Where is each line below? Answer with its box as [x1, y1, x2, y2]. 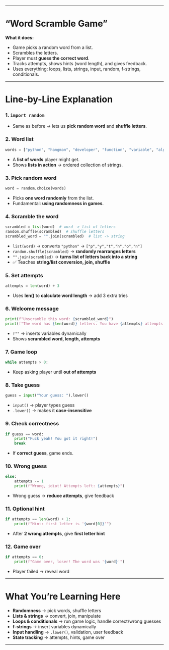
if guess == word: [5, 431, 44, 437]
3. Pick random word [5, 174, 57, 181]
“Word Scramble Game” [5, 18, 108, 29]
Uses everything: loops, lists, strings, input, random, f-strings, [12, 66, 141, 72]
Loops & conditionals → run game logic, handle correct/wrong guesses [12, 618, 161, 624]
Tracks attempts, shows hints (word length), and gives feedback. [12, 60, 147, 66]
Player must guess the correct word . [12, 55, 90, 61]
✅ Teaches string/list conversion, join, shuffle [12, 259, 111, 265]
